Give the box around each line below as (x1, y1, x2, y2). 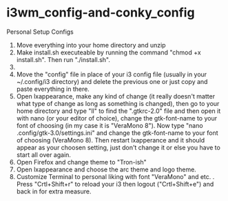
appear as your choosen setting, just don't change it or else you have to (16, 143, 221, 151)
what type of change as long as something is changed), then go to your (16, 99, 220, 107)
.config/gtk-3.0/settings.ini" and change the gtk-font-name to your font (16, 129, 218, 137)
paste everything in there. (16, 85, 90, 93)
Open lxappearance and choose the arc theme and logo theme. (16, 165, 197, 173)
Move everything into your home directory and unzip (16, 41, 166, 49)
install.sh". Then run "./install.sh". (16, 55, 111, 63)
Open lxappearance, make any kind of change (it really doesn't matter (16, 92, 215, 100)
